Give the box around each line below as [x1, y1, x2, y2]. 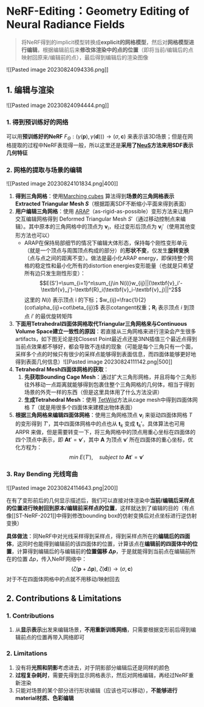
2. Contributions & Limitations [6, 593, 122, 604]
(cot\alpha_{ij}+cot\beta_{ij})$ [24, 303, 99, 311]
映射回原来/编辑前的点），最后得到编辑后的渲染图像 [21, 53, 149, 61]
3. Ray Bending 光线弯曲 [6, 470, 78, 478]
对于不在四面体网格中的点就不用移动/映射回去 [6, 575, 120, 582]
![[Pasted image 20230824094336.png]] [6, 66, 109, 73]
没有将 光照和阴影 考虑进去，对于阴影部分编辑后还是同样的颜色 [15, 664, 170, 671]
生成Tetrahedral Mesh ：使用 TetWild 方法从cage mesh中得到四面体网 [24, 396, 198, 403]
